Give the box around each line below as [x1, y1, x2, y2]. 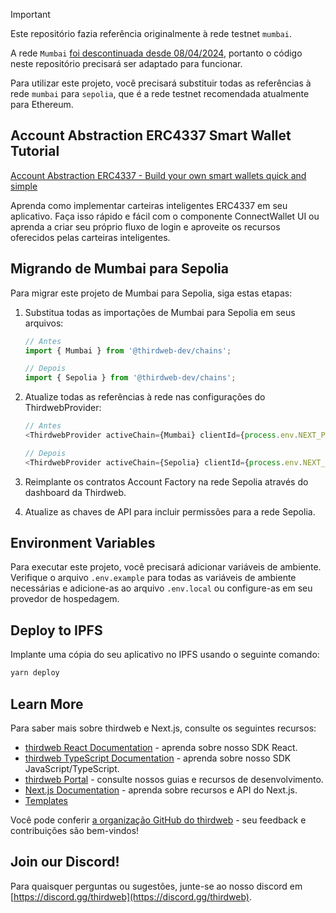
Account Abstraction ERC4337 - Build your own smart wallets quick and [10, 169, 307, 181]
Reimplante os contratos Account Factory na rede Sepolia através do [24, 475, 309, 488]
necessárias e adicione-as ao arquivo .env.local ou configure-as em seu [10, 582, 313, 594]
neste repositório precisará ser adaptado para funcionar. [10, 58, 243, 69]
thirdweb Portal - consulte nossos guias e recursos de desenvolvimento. [24, 773, 324, 785]
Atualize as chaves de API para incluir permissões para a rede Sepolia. [24, 505, 316, 518]
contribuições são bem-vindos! [10, 824, 140, 836]
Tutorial [10, 143, 60, 160]
